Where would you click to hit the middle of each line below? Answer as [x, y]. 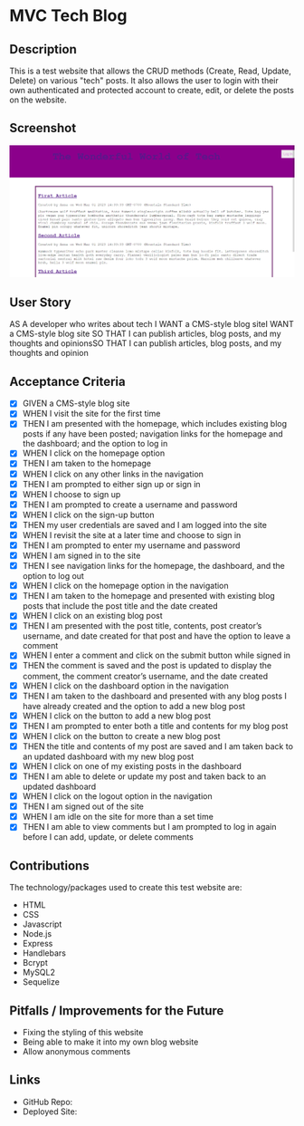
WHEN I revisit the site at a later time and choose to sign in [132, 534]
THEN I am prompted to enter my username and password [131, 545]
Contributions [49, 866]
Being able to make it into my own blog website [110, 1042]
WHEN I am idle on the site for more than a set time [118, 817]
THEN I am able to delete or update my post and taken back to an [144, 776]
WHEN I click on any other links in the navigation [113, 474]
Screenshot [43, 128]
